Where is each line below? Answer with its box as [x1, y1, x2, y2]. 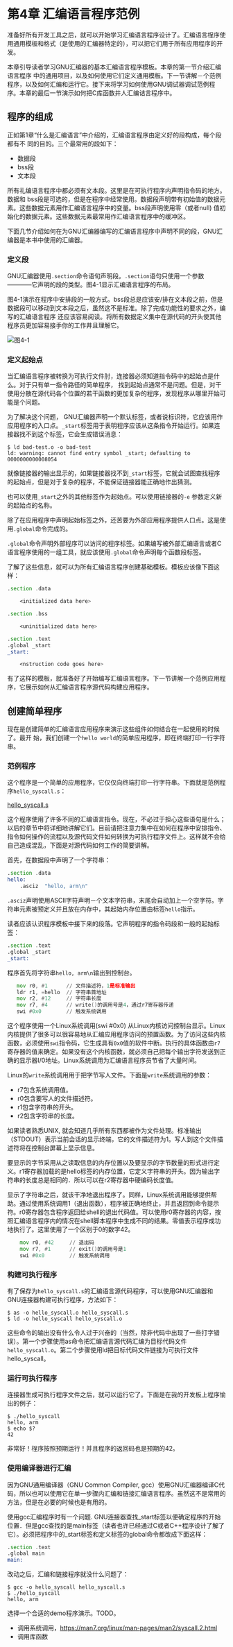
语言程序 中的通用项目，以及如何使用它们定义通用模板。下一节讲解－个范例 [7, 71, 222, 80]
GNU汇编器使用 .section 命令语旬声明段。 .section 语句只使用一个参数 [7, 272, 205, 280]
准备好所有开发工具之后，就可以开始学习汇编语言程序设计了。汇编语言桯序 [7, 31, 220, 39]
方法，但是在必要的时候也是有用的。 [7, 1498, 111, 1506]
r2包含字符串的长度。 [17, 1111, 78, 1120]
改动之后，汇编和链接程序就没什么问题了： [7, 1570, 129, 1578]
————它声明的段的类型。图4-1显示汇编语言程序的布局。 [7, 280, 175, 289]
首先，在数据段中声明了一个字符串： [7, 856, 111, 864]
